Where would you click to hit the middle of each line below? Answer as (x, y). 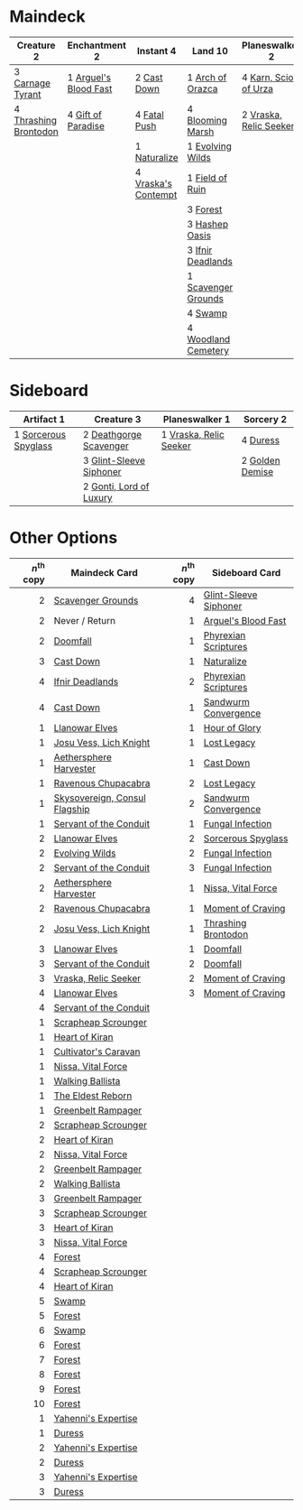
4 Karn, (257, 77)
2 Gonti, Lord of (116, 486)
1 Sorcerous (40, 434)
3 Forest (205, 209)
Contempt (156, 194)
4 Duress (261, 440)
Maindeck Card (104, 573)
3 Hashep (207, 224)
